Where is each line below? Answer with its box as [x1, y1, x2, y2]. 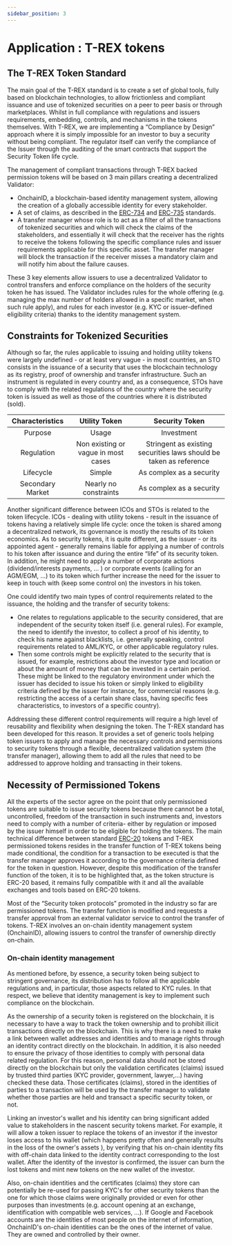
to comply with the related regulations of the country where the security [7, 385, 212, 393]
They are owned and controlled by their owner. [7, 1230, 140, 1238]
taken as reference [148, 456, 210, 466]
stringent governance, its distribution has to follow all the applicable [7, 976, 200, 985]
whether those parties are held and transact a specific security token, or [7, 1093, 213, 1101]
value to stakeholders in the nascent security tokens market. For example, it [7, 1121, 223, 1129]
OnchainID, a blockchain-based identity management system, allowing [17, 193, 218, 201]
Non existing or [75, 439, 126, 449]
